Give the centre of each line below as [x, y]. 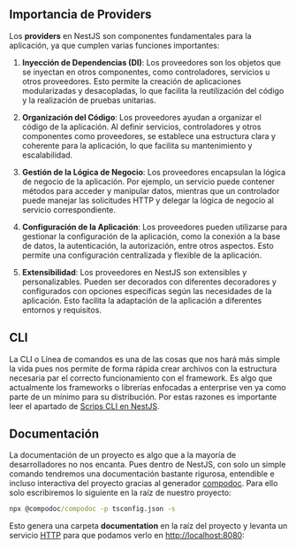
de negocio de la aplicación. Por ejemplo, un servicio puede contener [148, 182]
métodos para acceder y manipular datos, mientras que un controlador [151, 190]
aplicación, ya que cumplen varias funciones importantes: [114, 45]
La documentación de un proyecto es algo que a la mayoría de [123, 455]
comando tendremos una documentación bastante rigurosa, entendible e [142, 474]
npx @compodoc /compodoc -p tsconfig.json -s [92, 509]
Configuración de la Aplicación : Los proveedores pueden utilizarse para [154, 227]
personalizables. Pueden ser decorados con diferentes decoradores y [149, 282]
